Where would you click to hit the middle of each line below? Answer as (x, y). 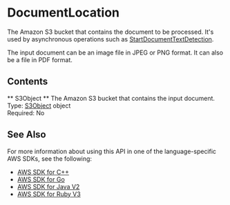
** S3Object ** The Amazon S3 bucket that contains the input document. (111, 98)
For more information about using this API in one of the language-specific (112, 151)
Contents (28, 82)
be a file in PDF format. (40, 59)
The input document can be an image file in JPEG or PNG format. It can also (115, 52)
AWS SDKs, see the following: (49, 158)
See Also (27, 135)
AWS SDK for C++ (43, 172)
